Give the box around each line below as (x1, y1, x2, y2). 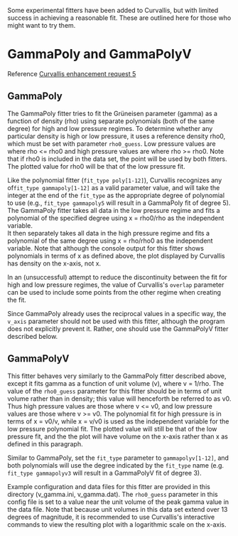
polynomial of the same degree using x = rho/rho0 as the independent (7, 236, 213, 245)
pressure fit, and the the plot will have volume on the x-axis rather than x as (7, 432, 229, 441)
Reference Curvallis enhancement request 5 (7, 69, 136, 78)
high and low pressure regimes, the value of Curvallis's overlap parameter (7, 280, 225, 289)
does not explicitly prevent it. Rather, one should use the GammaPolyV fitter (7, 324, 229, 333)
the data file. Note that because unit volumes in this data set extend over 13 (7, 505, 228, 513)
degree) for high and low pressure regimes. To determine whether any (7, 124, 213, 132)
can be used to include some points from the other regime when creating (7, 288, 222, 296)
